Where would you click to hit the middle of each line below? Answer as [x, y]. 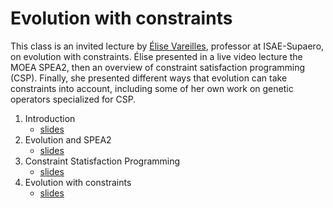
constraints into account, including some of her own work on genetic [152, 88]
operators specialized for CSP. [73, 99]
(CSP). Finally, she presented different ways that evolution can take [149, 78]
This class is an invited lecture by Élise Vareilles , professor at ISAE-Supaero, [167, 46]
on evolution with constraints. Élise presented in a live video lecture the [156, 56]
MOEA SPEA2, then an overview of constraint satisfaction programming [158, 67]
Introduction [50, 118]
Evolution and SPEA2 [68, 139]
